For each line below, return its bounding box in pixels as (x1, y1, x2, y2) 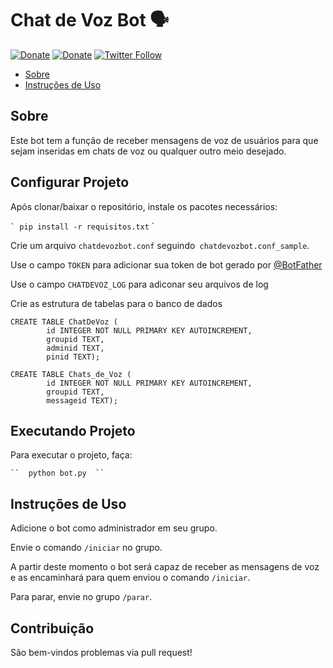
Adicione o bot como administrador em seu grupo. (10, 522, 218, 534)
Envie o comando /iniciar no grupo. (10, 542, 163, 554)
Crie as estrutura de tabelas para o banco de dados (10, 297, 223, 309)
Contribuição (10, 620, 95, 637)
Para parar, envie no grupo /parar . (10, 591, 153, 603)
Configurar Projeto (10, 174, 130, 191)
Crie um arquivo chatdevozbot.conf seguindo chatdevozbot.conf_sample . (10, 239, 310, 251)
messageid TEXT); (46, 395, 118, 406)
